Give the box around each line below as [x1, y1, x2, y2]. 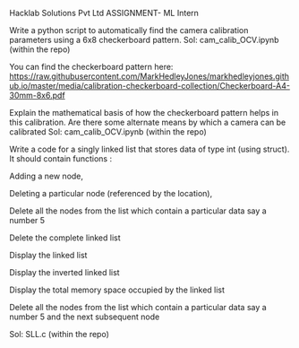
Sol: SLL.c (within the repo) [9, 329, 110, 339]
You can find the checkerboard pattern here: [9, 62, 174, 72]
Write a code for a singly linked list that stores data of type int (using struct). [9, 144, 290, 154]
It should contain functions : [9, 153, 113, 164]
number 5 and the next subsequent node [9, 311, 160, 322]
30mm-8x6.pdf [9, 90, 65, 100]
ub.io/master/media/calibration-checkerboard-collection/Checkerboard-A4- [9, 81, 291, 91]
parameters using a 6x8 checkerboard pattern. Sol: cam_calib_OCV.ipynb [9, 35, 279, 45]
